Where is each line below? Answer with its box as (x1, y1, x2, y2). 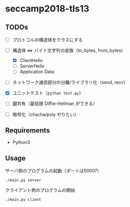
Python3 (12, 139, 30, 145)
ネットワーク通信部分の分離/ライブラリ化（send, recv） (12, 79, 128, 85)
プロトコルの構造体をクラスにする (12, 37, 83, 42)
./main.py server (5, 178, 41, 183)
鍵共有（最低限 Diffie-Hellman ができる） (12, 100, 97, 106)
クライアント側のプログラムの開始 (5, 187, 75, 193)
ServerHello (19, 63, 45, 69)
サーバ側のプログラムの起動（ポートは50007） (5, 168, 101, 174)
